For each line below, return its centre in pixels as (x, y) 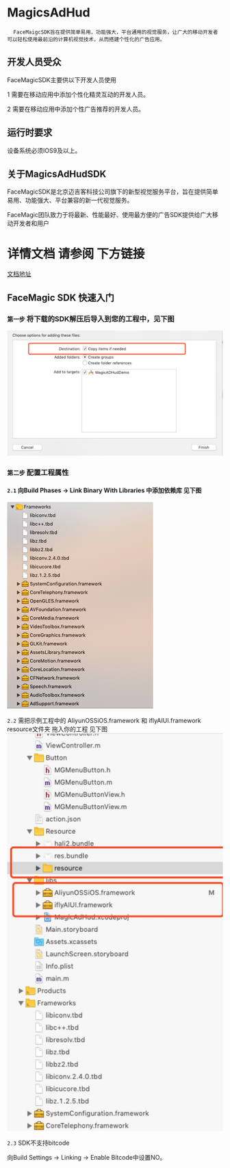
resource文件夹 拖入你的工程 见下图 (57, 729)
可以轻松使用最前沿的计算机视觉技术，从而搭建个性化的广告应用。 (86, 39)
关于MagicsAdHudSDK (57, 174)
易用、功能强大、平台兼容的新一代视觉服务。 (70, 201)
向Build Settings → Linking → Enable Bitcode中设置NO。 (87, 1158)
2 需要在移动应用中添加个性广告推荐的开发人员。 (76, 109)
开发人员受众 (34, 62)
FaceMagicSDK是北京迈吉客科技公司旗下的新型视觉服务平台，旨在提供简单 (113, 192)
